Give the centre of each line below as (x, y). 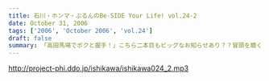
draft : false (30, 38)
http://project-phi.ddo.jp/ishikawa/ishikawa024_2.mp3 (99, 68)
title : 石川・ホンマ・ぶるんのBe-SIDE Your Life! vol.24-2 (103, 16)
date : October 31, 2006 (48, 23)
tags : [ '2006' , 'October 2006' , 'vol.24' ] (81, 30)
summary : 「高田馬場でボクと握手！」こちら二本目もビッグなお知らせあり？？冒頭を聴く (136, 46)
